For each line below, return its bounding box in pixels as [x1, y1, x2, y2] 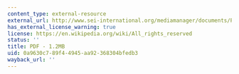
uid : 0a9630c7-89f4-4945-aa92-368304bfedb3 [7, 50, 139, 57]
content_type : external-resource [7, 10, 107, 18]
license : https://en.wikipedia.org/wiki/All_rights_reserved [7, 30, 193, 37]
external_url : [7, 17, 50, 24]
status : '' [7, 37, 40, 44]
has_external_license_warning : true [7, 23, 116, 30]
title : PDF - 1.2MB [7, 43, 65, 50]
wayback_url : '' [7, 56, 55, 63]
